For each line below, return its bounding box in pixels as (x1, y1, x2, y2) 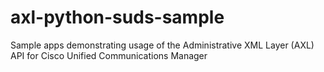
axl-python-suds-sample (10, 6, 225, 29)
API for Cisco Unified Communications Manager (10, 49, 208, 61)
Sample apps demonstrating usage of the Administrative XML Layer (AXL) (10, 39, 315, 51)
